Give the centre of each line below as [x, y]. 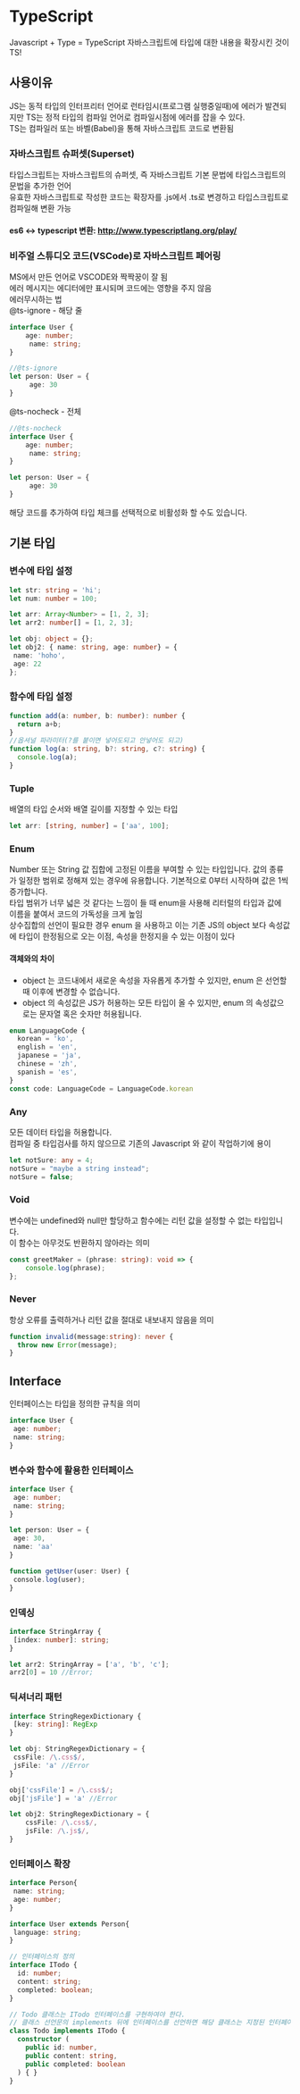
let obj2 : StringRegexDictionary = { [79, 1814]
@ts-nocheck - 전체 [46, 411]
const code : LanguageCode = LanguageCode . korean [101, 1089]
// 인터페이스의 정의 [42, 1957]
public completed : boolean [75, 2064]
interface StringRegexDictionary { [75, 1716]
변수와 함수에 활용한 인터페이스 [71, 1470]
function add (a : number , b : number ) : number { [97, 716]
